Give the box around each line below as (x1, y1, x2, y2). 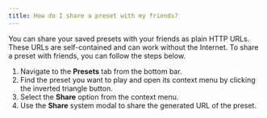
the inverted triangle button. (19, 83, 113, 93)
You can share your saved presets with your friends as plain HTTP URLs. (8, 34, 250, 43)
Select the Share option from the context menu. (19, 92, 179, 101)
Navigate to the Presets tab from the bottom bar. (19, 66, 183, 76)
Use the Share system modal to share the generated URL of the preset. (19, 100, 257, 110)
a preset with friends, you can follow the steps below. (8, 51, 186, 60)
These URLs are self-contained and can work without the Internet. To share (8, 42, 259, 52)
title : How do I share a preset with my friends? (8, 11, 179, 20)
